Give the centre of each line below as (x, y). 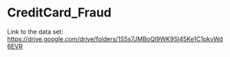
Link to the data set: (35, 32)
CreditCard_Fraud (59, 13)
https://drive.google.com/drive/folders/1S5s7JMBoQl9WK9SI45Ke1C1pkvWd (115, 38)
